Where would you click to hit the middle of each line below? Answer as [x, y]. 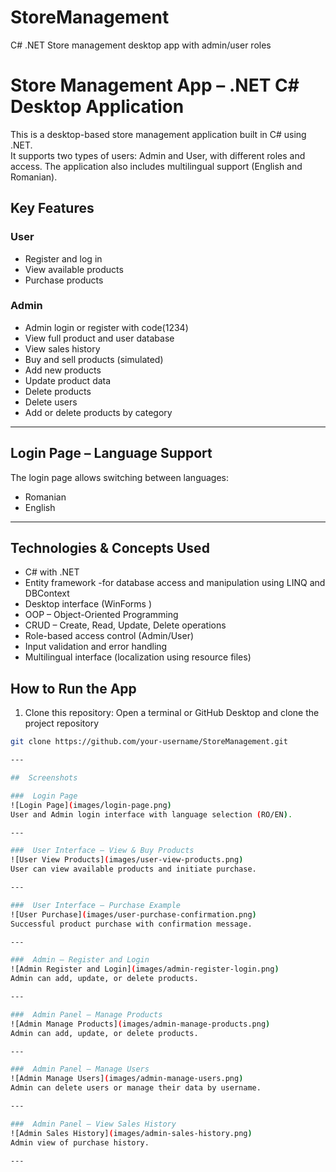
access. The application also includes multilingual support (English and [156, 166]
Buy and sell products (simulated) [94, 359]
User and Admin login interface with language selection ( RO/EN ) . [151, 814]
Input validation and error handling [96, 647]
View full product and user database [99, 338]
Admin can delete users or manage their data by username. [136, 1088]
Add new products [63, 370]
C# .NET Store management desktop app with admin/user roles [141, 45]
